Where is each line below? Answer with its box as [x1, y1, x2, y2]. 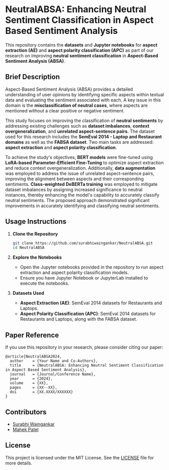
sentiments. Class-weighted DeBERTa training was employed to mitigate [5, 181, 158, 187]
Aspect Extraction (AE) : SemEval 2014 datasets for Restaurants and [20, 300, 162, 306]
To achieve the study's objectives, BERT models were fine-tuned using [5, 154, 153, 160]
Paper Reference [5, 331, 59, 339]
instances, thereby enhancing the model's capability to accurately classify [5, 191, 160, 198]
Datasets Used [12, 290, 44, 296]
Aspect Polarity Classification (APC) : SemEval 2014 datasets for [20, 310, 156, 317]
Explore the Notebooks [12, 254, 62, 260]
